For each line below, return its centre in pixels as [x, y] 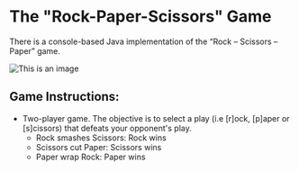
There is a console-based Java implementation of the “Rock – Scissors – [144, 41]
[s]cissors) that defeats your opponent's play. [107, 128]
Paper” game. [35, 50]
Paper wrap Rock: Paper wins [91, 157]
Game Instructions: [64, 97]
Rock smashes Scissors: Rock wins [101, 138]
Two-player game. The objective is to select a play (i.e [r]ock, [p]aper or [156, 118]
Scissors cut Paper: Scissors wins [99, 147]
